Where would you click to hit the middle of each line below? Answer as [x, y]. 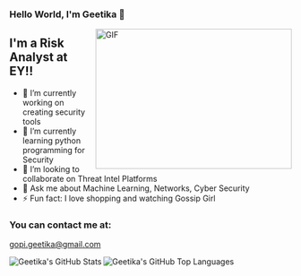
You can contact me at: [60, 225]
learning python [52, 140]
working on [43, 102]
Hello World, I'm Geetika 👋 [67, 14]
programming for [53, 150]
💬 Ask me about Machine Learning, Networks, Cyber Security [136, 188]
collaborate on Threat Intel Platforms [90, 178]
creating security [54, 112]
